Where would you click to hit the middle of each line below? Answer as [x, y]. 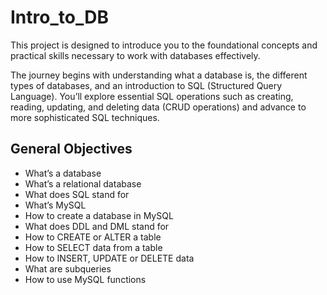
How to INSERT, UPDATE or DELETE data [109, 258]
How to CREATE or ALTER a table [93, 237]
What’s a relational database [83, 183]
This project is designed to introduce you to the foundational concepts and [164, 45]
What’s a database [63, 173]
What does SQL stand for [77, 194]
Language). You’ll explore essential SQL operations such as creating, [152, 96]
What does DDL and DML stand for [97, 226]
